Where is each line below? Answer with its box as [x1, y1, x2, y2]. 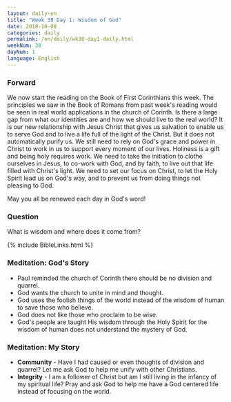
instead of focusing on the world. [17, 387, 112, 395]
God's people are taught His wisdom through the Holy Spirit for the [17, 318, 208, 326]
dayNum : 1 [7, 49, 36, 56]
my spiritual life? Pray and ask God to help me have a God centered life [17, 380, 219, 388]
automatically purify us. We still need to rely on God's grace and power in [7, 137, 216, 145]
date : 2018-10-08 [7, 23, 57, 30]
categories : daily [7, 29, 60, 37]
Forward [7, 77, 36, 87]
